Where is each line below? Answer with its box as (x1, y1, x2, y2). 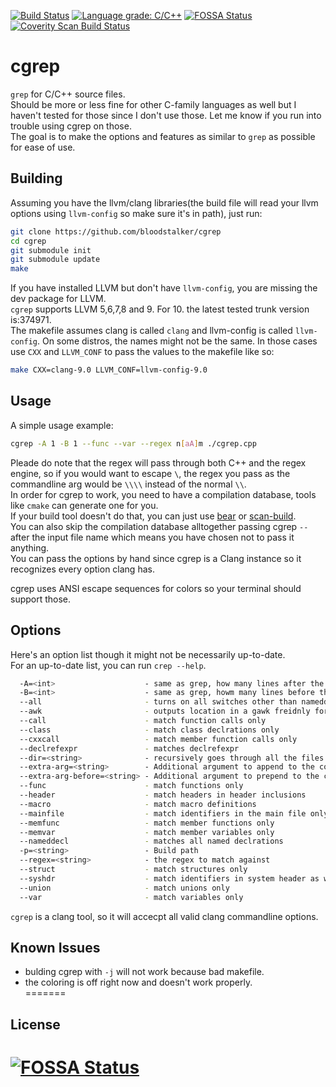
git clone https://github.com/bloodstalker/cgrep (10, 226, 222, 237)
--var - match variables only (19, 892, 244, 902)
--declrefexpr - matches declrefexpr (19, 743, 240, 754)
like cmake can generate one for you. (10, 499, 159, 511)
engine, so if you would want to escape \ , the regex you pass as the (10, 467, 291, 479)
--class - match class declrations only (19, 725, 280, 735)
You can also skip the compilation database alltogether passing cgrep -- (10, 520, 309, 532)
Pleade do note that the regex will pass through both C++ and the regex (10, 456, 307, 469)
